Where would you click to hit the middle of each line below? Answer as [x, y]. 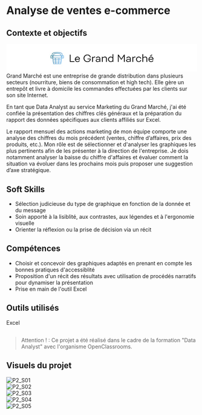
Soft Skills [26, 189]
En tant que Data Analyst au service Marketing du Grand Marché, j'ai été [96, 107]
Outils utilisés [33, 308]
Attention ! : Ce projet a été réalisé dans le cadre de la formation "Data [108, 340]
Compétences [34, 249]
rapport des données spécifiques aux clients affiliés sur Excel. [84, 120]
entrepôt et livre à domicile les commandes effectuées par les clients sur [97, 89]
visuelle [24, 223]
